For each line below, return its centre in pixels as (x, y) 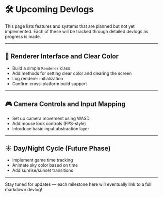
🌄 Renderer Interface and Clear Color (62, 56)
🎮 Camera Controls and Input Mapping (65, 104)
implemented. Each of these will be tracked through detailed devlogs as (77, 31)
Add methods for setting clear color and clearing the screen (72, 73)
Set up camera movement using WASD (51, 118)
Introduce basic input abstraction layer (51, 128)
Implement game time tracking (42, 160)
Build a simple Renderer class (41, 68)
